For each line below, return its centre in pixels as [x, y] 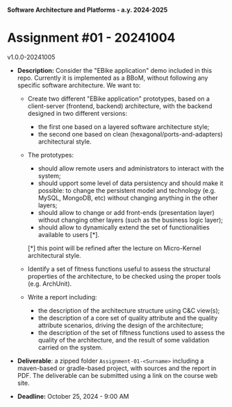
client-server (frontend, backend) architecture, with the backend [120, 106]
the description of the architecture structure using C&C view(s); [129, 310]
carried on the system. [70, 347]
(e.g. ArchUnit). [50, 284]
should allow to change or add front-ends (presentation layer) [126, 212]
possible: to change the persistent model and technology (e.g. [127, 190]
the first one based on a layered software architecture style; [124, 127]
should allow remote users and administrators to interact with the [131, 168]
